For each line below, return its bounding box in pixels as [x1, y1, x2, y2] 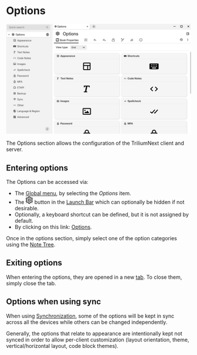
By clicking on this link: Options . [14, 223, 92, 230]
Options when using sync [6, 297, 101, 307]
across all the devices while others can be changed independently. [6, 318, 168, 326]
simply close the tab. [6, 279, 57, 286]
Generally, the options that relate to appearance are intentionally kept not [6, 330, 183, 337]
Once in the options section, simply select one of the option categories [6, 234, 177, 241]
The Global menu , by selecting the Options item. [14, 189, 131, 197]
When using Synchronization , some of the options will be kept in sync [6, 312, 175, 319]
